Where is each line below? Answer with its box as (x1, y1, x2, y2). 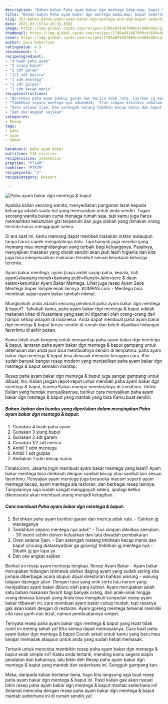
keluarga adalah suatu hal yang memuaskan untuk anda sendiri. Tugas (5, 208, 150, 214)
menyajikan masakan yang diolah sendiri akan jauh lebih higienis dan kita (5, 249, 156, 255)
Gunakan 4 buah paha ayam (12, 424, 71, 430)
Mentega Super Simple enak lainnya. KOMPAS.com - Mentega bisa (5, 286, 143, 292)
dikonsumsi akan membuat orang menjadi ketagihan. (5, 492, 114, 498)
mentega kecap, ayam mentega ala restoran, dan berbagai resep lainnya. (5, 481, 155, 487)
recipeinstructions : (5, 91, 48, 96)
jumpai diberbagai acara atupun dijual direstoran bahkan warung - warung (5, 573, 158, 579)
